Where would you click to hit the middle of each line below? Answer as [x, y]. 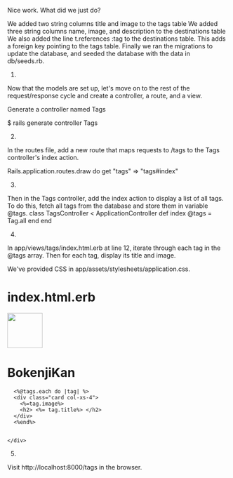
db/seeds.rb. [26, 61]
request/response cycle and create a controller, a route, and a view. [105, 95]
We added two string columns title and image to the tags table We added [113, 24]
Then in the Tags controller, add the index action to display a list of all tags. [115, 198]
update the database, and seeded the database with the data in [99, 53]
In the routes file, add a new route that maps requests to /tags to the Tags [113, 150]
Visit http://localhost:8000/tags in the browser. [75, 467]
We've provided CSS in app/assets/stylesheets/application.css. [99, 269]
